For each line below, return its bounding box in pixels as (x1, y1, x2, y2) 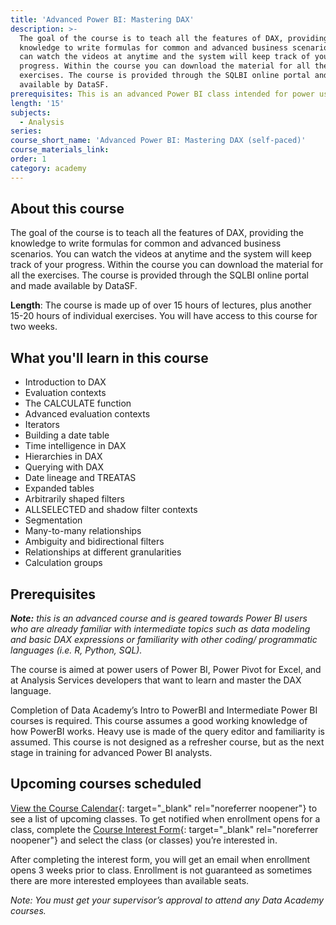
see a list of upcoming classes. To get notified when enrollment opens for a (10, 812, 321, 825)
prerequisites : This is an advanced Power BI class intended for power (10, 89, 315, 99)
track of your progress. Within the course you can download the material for (10, 259, 324, 271)
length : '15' (10, 98, 65, 108)
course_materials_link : (10, 145, 110, 155)
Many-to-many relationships (24, 525, 142, 537)
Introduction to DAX (24, 376, 107, 388)
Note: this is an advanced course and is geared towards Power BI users (10, 612, 308, 625)
